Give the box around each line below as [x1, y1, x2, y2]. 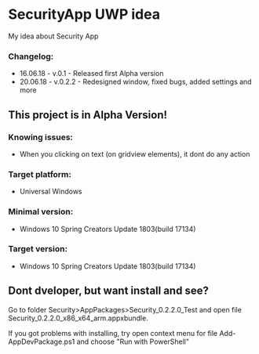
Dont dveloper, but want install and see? [8, 284, 210, 298]
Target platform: [8, 168, 72, 179]
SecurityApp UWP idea [8, 5, 161, 23]
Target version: [8, 244, 68, 255]
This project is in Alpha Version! [8, 108, 167, 121]
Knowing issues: [8, 132, 73, 143]
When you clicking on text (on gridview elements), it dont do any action [19, 149, 250, 158]
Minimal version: [8, 206, 74, 217]
